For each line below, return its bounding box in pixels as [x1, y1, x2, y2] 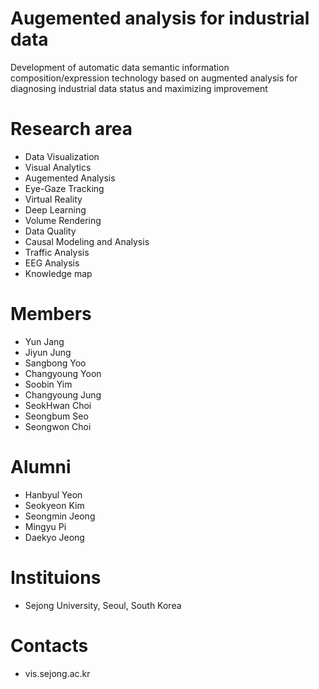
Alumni [10, 456, 72, 478]
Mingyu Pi [24, 520, 67, 532]
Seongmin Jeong [24, 510, 96, 522]
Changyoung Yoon [24, 367, 102, 379]
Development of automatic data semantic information [10, 61, 230, 73]
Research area [10, 118, 133, 141]
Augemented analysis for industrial [10, 7, 310, 30]
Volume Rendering [24, 214, 102, 226]
